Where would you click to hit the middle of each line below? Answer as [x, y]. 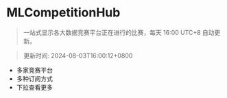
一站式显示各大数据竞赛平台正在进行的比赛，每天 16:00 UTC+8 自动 [119, 32]
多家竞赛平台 [34, 70]
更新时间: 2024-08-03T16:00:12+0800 [78, 56]
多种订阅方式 [34, 78]
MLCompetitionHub [63, 13]
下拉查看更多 [34, 87]
